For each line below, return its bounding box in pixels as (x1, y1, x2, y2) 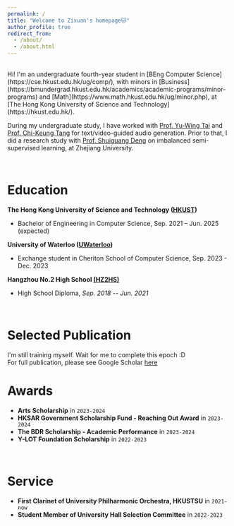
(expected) (17, 227, 50, 235)
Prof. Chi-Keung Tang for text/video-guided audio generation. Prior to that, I (7, 128, 228, 137)
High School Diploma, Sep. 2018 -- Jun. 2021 (17, 289, 149, 297)
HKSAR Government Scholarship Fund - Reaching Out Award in (17, 414, 207, 422)
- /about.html (13, 43, 55, 50)
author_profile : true (7, 23, 71, 30)
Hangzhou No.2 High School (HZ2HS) (7, 275, 120, 283)
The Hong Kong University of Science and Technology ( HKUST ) (7, 205, 197, 214)
